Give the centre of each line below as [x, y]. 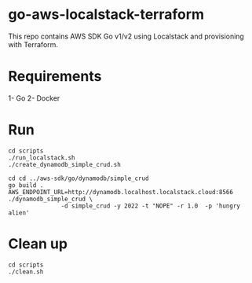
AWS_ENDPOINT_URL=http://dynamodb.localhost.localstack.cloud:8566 [121, 192]
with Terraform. [33, 44]
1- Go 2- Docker [34, 98]
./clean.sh [26, 272]
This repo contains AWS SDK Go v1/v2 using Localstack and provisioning [126, 36]
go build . [26, 185]
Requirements [55, 77]
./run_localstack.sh [42, 158]
